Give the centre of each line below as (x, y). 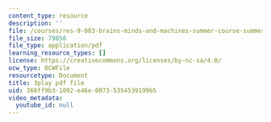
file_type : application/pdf (56, 46)
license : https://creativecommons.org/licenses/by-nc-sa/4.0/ (115, 61)
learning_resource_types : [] (57, 53)
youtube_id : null (45, 105)
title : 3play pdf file (46, 83)
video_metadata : (35, 98)
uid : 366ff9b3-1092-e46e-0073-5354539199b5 (83, 90)
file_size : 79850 (38, 38)
